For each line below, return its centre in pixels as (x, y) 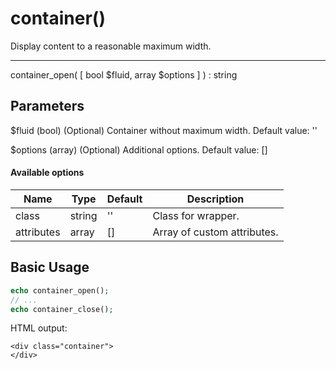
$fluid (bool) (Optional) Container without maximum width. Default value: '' (164, 130)
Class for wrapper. (196, 215)
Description (215, 199)
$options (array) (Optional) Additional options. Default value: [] (139, 149)
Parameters (47, 106)
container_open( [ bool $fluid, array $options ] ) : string (124, 74)
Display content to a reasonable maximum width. (111, 46)
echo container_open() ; (60, 290)
